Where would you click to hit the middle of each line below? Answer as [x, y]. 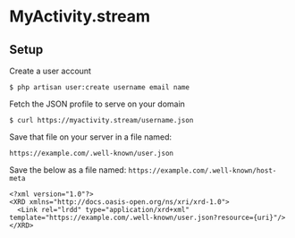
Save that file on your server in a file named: [91, 137]
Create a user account [51, 71]
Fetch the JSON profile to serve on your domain [97, 104]
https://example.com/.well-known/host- [202, 171]
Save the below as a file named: [68, 170]
